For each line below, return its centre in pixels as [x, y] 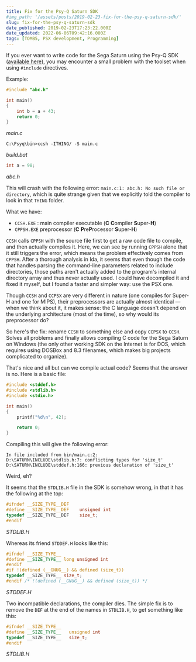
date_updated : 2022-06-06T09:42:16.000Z [56, 33]
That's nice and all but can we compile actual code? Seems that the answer [97, 368]
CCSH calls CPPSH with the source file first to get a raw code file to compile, [94, 241]
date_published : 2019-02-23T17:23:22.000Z [59, 28]
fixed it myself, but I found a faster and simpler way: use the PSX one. [90, 284]
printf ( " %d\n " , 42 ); [42, 417]
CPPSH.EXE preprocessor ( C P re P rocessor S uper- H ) [76, 229]
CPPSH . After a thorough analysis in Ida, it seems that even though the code [96, 259]
